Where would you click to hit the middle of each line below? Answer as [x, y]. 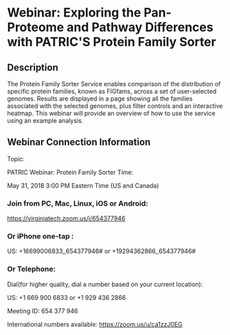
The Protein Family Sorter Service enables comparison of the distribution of [114, 84]
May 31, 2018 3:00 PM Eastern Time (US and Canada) [83, 185]
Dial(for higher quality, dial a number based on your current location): [105, 284]
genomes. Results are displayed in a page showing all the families [100, 99]
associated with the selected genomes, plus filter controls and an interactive [115, 106]
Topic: [16, 159]
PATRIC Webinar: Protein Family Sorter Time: [70, 172]
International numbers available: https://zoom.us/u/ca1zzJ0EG [95, 324]
